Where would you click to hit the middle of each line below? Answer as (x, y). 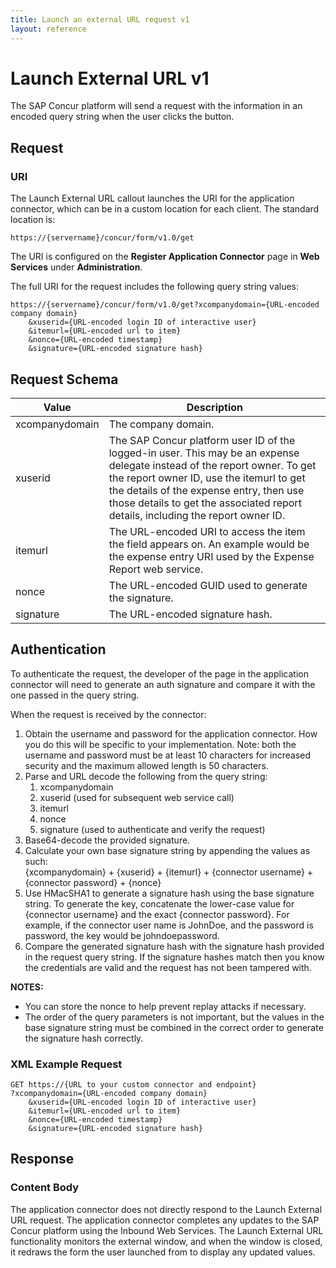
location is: (33, 220)
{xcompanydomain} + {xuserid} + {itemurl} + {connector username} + (169, 872)
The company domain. (161, 424)
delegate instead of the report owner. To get (212, 465)
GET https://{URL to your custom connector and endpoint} (133, 1085)
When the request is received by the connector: (108, 714)
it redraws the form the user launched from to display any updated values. (163, 1252)
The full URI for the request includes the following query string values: (155, 287)
